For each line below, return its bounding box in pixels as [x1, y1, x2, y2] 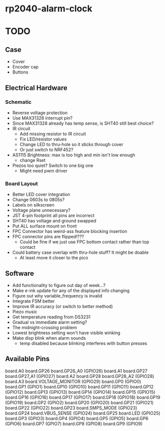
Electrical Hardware [5, 83, 68, 92]
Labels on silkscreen [12, 202, 55, 208]
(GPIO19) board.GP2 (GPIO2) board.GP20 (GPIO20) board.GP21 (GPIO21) [5, 399, 154, 405]
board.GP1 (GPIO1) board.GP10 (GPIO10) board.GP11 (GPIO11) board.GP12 [5, 383, 154, 390]
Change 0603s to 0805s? [12, 197, 65, 203]
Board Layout [5, 180, 38, 187]
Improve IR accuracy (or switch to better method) [12, 303, 113, 309]
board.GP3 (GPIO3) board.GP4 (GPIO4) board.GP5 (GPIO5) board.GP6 [5, 415, 149, 421]
